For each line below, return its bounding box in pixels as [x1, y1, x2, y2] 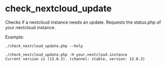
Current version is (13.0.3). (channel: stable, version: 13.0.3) [5, 56, 145, 62]
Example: [5, 34, 24, 40]
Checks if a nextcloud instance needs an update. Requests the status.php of [5, 19, 161, 25]
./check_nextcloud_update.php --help [5, 43, 83, 48]
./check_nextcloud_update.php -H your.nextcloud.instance [5, 52, 127, 57]
